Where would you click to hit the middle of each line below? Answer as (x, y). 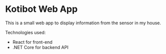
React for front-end (32, 42)
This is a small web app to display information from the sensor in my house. (83, 23)
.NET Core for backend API (40, 47)
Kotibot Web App (41, 9)
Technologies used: (26, 32)
